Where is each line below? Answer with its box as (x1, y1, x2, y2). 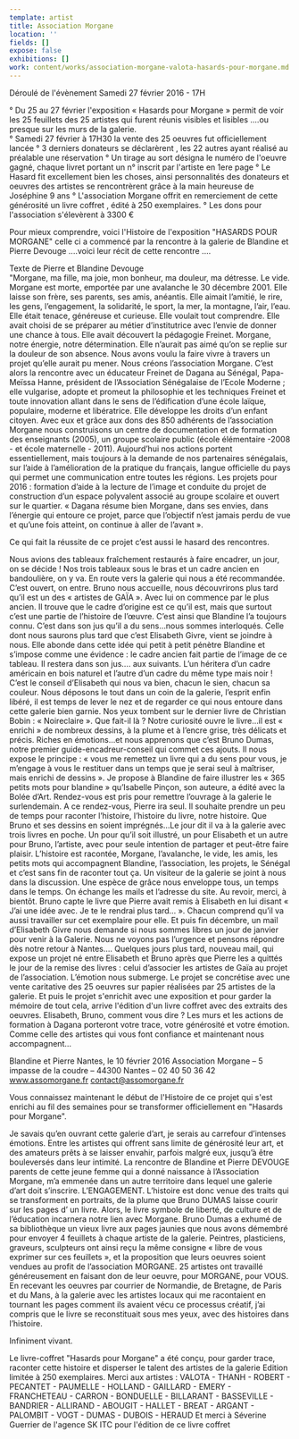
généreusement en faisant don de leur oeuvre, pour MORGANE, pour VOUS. (9, 1270, 289, 1281)
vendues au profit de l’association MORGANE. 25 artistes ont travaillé (9, 1261, 263, 1272)
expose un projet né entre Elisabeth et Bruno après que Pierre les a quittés (9, 953, 283, 964)
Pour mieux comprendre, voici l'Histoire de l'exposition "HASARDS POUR (9, 226, 278, 237)
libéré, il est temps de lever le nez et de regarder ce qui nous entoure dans (9, 696, 283, 707)
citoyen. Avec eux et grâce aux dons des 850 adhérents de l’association (9, 415, 274, 425)
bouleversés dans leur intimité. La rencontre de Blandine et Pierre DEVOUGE (9, 1157, 290, 1167)
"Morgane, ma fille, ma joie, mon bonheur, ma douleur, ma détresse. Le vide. (9, 272, 290, 282)
